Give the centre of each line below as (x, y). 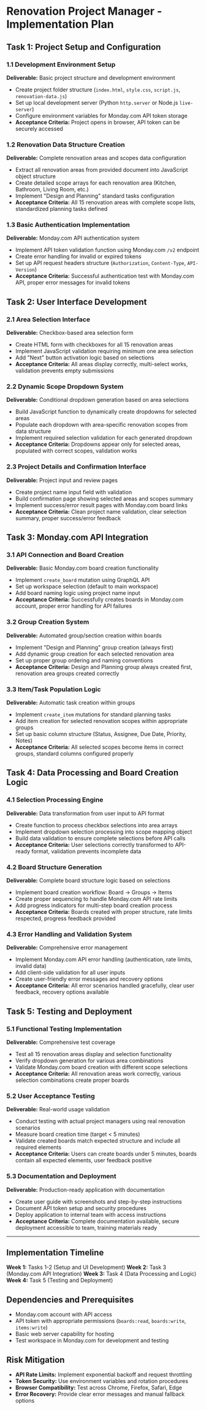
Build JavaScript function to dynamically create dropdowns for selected (106, 412)
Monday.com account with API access (63, 1314)
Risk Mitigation (36, 1360)
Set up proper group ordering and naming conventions (84, 660)
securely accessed (39, 128)
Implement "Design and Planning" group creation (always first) (94, 647)
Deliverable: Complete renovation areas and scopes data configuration (96, 158)
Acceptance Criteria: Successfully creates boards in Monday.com (99, 600)
